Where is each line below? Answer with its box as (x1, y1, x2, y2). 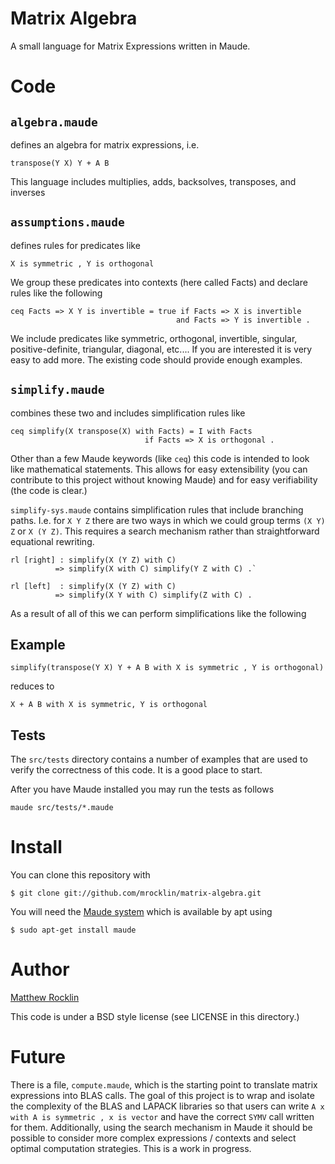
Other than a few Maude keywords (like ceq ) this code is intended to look (10, 452, 310, 464)
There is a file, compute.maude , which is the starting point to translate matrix (10, 1079, 318, 1091)
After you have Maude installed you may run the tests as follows (10, 783, 275, 796)
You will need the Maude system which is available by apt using (10, 906, 273, 918)
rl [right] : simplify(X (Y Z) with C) (10, 555, 177, 565)
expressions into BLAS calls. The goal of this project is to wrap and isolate (10, 1090, 315, 1101)
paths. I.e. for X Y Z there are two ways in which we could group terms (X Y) (10, 514, 326, 526)
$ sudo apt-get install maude (10, 925, 137, 936)
